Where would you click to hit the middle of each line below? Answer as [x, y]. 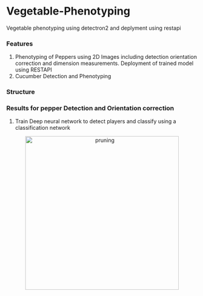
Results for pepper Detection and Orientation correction [90, 109]
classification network [43, 128]
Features [20, 44]
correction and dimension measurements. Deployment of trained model [104, 63]
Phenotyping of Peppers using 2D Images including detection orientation [106, 57]
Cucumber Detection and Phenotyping [63, 76]
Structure [21, 92]
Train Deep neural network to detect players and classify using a [96, 121]
